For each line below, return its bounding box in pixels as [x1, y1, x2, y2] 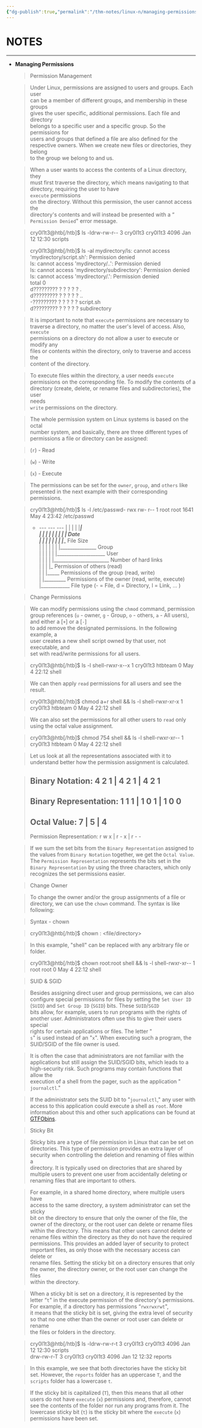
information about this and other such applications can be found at [29, 1109, 195, 1116]
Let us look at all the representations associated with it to [29, 752, 171, 759]
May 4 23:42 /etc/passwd [29, 512, 94, 519]
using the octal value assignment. [29, 722, 114, 730]
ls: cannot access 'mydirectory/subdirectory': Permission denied [29, 266, 190, 273]
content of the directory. [29, 360, 90, 367]
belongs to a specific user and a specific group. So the [29, 122, 166, 130]
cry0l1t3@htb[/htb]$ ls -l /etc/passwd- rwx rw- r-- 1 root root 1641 [29, 506, 194, 513]
